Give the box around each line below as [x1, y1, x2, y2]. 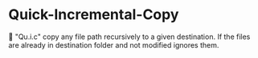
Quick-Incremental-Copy [8, 6, 179, 24]
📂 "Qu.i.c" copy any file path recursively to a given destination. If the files [8, 32, 251, 41]
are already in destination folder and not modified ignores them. [8, 40, 219, 49]
